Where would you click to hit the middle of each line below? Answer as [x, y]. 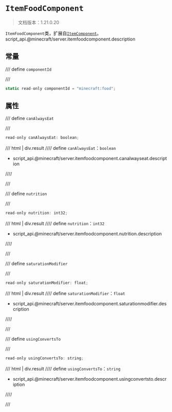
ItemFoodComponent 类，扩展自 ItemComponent [51, 33]
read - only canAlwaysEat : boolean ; [42, 138]
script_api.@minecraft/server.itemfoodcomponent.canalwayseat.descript [90, 159]
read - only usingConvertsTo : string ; [44, 358]
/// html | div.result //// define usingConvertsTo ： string [63, 368]
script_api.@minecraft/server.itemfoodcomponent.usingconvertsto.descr [90, 379]
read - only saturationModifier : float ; [47, 283]
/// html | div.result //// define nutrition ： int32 [55, 224]
